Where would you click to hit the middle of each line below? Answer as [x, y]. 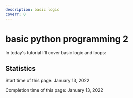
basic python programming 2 [67, 39]
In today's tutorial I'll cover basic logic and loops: [56, 53]
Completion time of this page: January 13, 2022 [54, 90]
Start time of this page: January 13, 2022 [47, 81]
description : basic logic [32, 10]
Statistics [21, 68]
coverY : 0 [16, 14]
